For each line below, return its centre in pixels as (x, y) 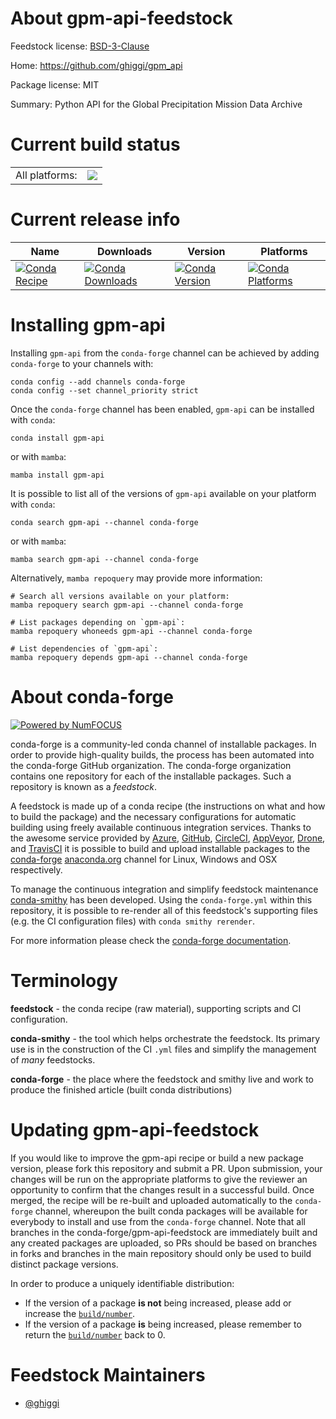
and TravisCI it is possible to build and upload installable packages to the (160, 848)
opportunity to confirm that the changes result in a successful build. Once (162, 1189)
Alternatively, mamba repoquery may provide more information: (136, 578)
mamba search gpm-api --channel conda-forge (104, 559)
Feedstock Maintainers (108, 1374)
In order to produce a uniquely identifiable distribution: (122, 1283)
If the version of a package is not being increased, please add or (158, 1303)
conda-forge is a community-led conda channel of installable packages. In (163, 744)
